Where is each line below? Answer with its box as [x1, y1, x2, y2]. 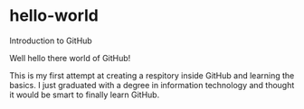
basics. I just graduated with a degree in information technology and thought [9, 79, 295, 90]
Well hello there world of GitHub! [9, 52, 131, 63]
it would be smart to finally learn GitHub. [9, 89, 160, 100]
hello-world [9, 5, 100, 26]
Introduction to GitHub [9, 35, 92, 46]
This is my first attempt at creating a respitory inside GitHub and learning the [9, 69, 295, 81]
